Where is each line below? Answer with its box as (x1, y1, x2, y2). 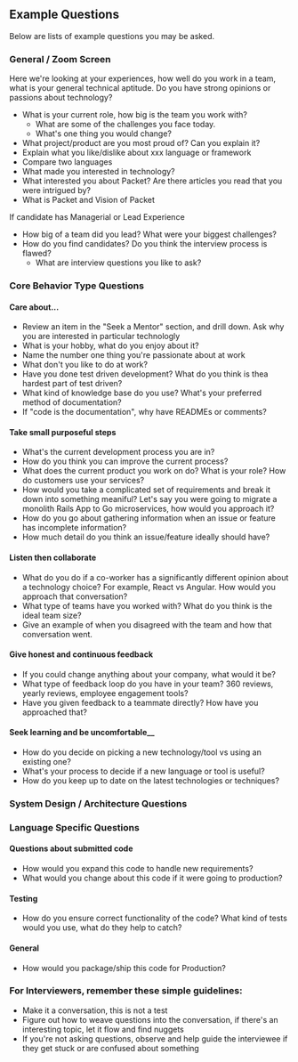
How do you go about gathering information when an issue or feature (21, 513, 276, 523)
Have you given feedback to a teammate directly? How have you (21, 697, 259, 708)
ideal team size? (21, 610, 82, 620)
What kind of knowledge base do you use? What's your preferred (21, 387, 262, 399)
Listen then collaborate (9, 552, 97, 563)
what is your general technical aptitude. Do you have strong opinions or (9, 83, 271, 93)
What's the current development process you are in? (21, 447, 215, 458)
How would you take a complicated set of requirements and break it (21, 484, 271, 495)
